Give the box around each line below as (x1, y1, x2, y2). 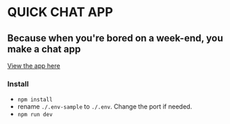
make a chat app (7, 43, 81, 55)
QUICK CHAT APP (7, 4, 114, 20)
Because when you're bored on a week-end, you (7, 32, 224, 44)
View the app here (7, 62, 60, 70)
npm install (17, 96, 53, 104)
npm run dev (17, 111, 53, 118)
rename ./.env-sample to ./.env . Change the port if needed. (17, 102, 192, 111)
